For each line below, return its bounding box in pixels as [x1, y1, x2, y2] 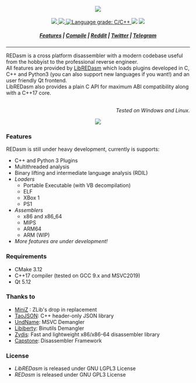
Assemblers [14, 207, 44, 214]
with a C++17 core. [6, 89, 51, 96]
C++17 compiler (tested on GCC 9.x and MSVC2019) [14, 272, 141, 279]
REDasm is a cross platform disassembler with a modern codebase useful [6, 52, 183, 59]
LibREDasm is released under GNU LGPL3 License [14, 365, 136, 372]
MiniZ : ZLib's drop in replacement [14, 306, 97, 313]
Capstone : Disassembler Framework [14, 337, 102, 344]
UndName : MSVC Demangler [14, 318, 85, 325]
